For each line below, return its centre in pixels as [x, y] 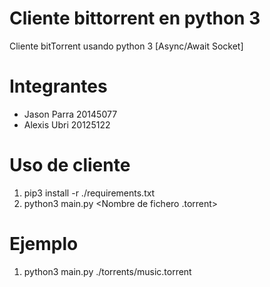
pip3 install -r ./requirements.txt [89, 193]
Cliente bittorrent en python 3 [135, 18]
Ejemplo [44, 244]
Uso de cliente [70, 165]
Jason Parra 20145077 [70, 114]
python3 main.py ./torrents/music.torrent [107, 271]
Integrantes [58, 86]
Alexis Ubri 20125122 [67, 124]
